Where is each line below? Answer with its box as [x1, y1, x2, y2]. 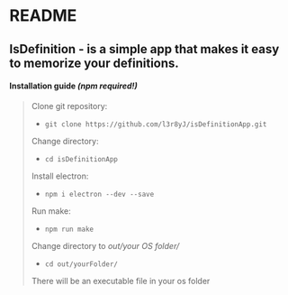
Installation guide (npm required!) [9, 80, 138, 91]
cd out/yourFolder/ [44, 259, 119, 269]
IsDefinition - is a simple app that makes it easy [9, 41, 280, 57]
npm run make [44, 225, 94, 234]
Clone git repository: [31, 100, 108, 111]
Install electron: [31, 171, 89, 181]
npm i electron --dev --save [44, 189, 155, 198]
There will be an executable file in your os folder [31, 275, 211, 286]
